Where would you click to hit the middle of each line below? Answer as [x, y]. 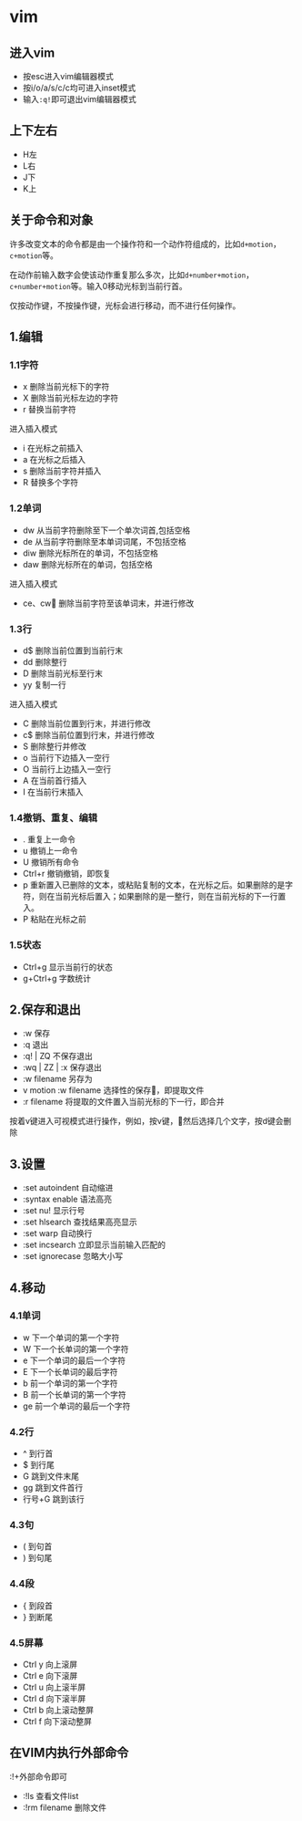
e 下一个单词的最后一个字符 [74, 1360]
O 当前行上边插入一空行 [67, 769]
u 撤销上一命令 [50, 851]
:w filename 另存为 [57, 1079]
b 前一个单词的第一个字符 [70, 1383]
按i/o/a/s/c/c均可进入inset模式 [79, 88]
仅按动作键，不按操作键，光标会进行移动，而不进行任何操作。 [125, 305]
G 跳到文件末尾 [51, 1476]
